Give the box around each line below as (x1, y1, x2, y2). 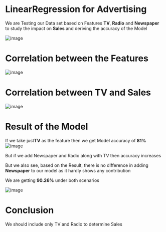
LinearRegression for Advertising (5, 4, 147, 15)
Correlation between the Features (5, 53, 149, 64)
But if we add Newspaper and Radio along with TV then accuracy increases (5, 152, 161, 158)
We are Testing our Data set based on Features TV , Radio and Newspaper (5, 20, 159, 26)
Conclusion (5, 204, 54, 216)
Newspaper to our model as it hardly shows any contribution (5, 167, 131, 173)
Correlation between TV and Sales (5, 87, 151, 98)
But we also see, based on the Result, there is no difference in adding (5, 162, 149, 168)
